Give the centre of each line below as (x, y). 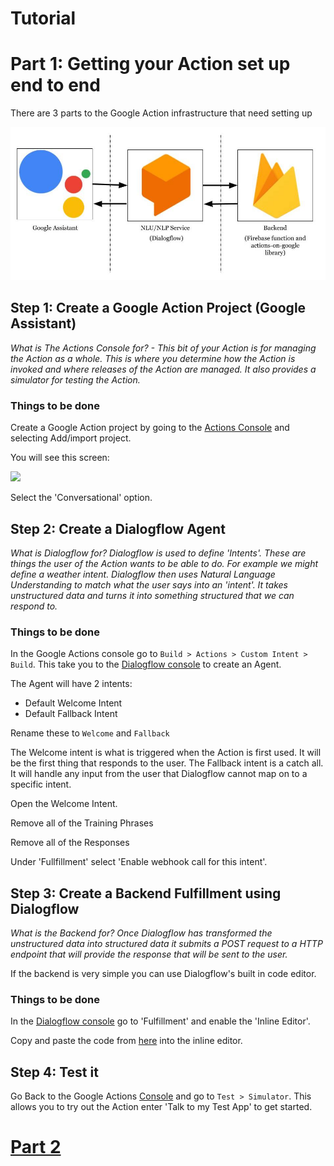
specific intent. (41, 784)
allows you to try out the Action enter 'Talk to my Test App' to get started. (161, 1107)
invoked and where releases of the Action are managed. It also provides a (163, 369)
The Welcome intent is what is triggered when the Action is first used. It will (166, 753)
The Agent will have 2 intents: (71, 684)
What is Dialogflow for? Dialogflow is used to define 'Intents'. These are (158, 553)
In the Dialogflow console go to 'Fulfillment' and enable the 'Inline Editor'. (160, 1021)
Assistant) (43, 323)
